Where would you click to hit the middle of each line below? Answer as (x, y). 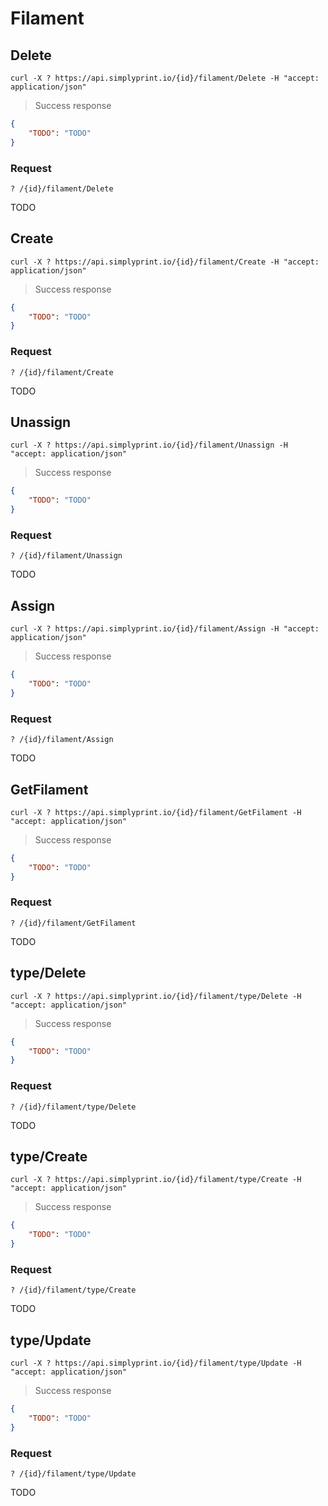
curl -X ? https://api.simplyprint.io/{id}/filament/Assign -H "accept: (165, 629)
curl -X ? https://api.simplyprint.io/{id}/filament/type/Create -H (156, 1180)
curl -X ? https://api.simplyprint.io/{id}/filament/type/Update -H (156, 1363)
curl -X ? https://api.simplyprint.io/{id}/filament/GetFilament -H (156, 812)
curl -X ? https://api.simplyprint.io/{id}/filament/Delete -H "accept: (165, 78)
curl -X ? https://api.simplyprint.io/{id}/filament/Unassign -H (149, 445)
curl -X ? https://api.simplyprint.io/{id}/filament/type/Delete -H (156, 996)
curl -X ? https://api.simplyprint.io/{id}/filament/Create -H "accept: (165, 262)
